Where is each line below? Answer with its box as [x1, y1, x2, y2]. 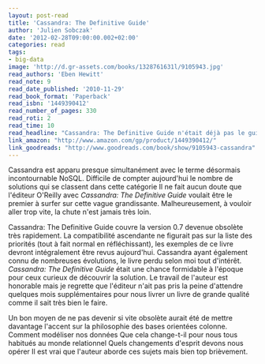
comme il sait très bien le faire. [8, 298, 108, 308]
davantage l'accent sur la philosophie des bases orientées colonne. [8, 321, 228, 332]
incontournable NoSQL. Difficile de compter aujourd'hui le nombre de [8, 174, 233, 183]
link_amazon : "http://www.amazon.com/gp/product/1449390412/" [8, 136, 217, 144]
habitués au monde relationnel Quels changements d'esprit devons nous [8, 339, 244, 348]
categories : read [8, 41, 65, 49]
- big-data [8, 56, 44, 64]
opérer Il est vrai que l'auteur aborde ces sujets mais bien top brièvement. [8, 347, 248, 356]
